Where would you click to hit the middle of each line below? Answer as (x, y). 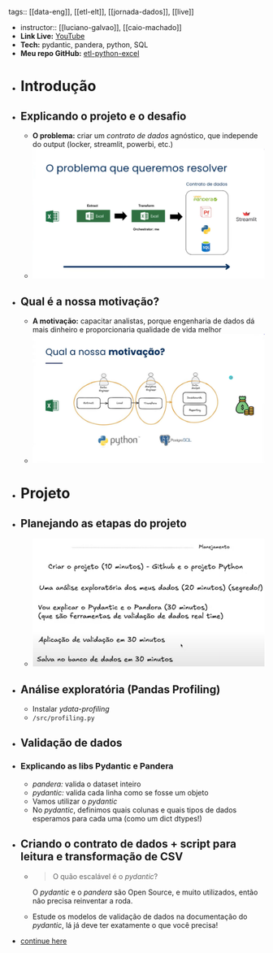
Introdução (58, 87)
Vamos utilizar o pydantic (75, 801)
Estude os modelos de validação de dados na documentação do (140, 916)
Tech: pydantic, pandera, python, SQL (84, 45)
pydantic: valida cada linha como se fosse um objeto (120, 792)
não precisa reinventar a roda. (82, 900)
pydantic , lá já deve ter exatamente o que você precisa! (125, 925)
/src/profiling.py (63, 718)
